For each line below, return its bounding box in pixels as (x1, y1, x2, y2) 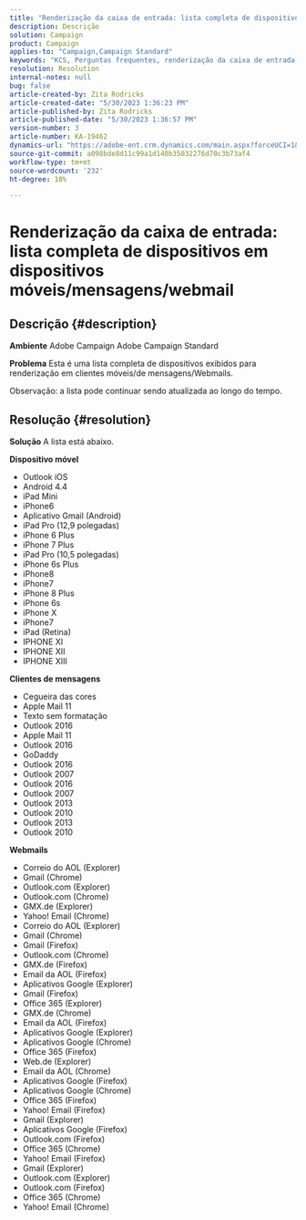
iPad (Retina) (22, 627, 71, 638)
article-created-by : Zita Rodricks (9, 89, 145, 99)
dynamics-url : (9, 141, 64, 150)
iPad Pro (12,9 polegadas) (22, 520, 120, 531)
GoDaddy (22, 749, 59, 760)
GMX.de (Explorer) (22, 901, 94, 912)
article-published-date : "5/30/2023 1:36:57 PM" (9, 115, 198, 124)
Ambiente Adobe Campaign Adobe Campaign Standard (9, 340, 219, 351)
